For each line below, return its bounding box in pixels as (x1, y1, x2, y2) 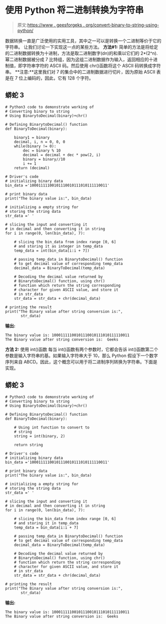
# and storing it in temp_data (14, 521, 79, 526)
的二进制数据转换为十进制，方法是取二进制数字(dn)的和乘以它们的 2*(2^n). (5, 50, 158, 56)
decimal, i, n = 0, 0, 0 (14, 139, 65, 144)
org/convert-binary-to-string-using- (85, 22, 160, 28)
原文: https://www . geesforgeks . (17, 22, 85, 28)
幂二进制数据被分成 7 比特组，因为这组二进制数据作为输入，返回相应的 (5, 56, 149, 62)
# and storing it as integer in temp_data (14, 244, 103, 249)
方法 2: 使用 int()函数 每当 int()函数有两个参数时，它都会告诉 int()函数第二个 (5, 346, 159, 352)
